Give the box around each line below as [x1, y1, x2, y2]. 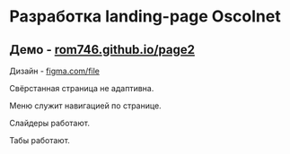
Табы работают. [9, 135, 70, 145]
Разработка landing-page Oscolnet [9, 6, 281, 27]
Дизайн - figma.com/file [9, 65, 101, 76]
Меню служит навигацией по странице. [9, 100, 162, 111]
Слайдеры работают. [9, 118, 90, 128]
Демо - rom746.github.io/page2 [9, 42, 196, 57]
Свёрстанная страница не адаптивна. [9, 83, 154, 93]
